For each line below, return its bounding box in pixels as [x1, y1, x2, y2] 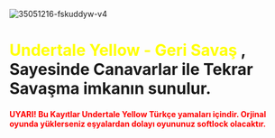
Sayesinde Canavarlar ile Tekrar [9, 60, 254, 80]
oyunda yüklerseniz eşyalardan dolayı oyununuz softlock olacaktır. [9, 118, 266, 129]
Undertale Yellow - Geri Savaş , [9, 41, 246, 60]
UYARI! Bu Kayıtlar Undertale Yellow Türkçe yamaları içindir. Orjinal [9, 108, 267, 119]
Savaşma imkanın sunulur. [9, 78, 212, 99]
